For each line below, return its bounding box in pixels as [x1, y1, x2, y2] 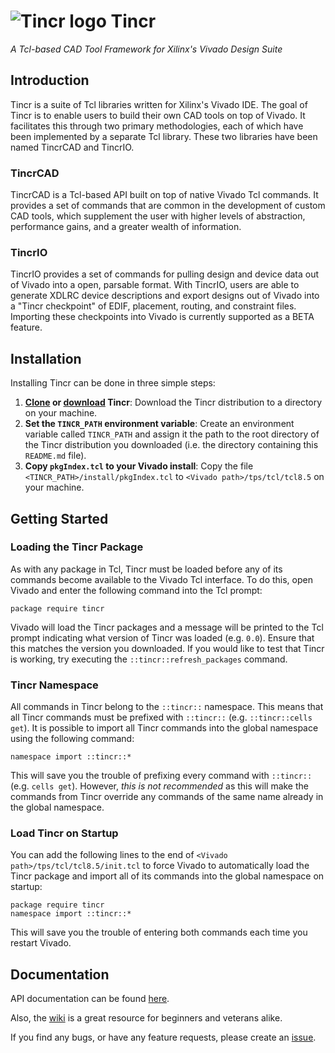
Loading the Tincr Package [10, 540, 144, 554]
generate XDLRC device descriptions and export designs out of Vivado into [10, 290, 320, 302]
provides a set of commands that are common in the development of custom [10, 200, 326, 212]
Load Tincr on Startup [10, 826, 119, 840]
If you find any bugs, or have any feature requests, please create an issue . [10, 1031, 317, 1044]
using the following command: [10, 733, 135, 745]
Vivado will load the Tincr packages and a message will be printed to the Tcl [10, 621, 324, 633]
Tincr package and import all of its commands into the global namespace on [10, 870, 325, 882]
